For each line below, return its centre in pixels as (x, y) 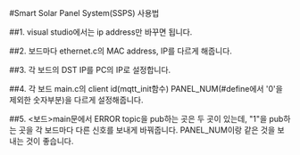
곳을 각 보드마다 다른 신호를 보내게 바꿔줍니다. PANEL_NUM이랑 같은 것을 (147, 130)
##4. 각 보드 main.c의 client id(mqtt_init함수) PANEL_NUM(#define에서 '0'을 (146, 89)
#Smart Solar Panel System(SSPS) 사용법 (84, 13)
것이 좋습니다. (50, 141)
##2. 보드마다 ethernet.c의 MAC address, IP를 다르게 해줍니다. (121, 51)
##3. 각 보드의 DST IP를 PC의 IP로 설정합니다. (90, 70)
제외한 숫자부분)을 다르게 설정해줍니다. (76, 100)
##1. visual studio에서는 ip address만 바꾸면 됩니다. (101, 32)
